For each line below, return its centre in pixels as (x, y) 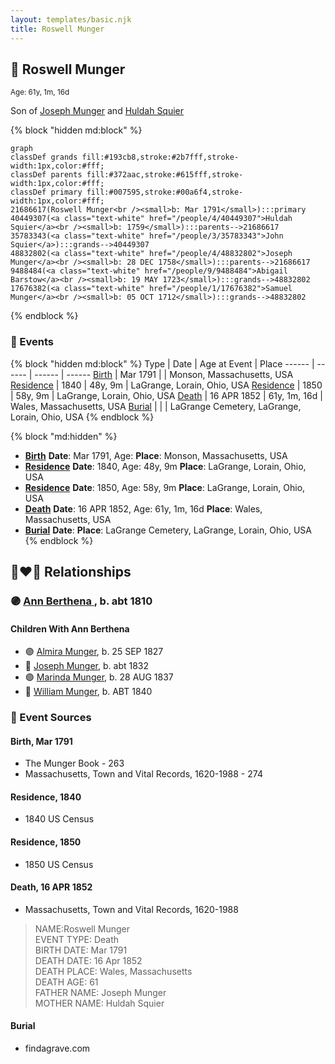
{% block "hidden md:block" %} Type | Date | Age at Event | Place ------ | (162, 363)
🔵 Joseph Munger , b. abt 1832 (87, 666)
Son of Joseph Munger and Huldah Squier (97, 111)
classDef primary (46, 192)
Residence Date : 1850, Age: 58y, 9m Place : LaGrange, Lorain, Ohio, (165, 487)
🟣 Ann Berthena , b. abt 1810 (81, 601)
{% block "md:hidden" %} (64, 436)
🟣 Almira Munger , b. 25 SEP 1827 (94, 652)
